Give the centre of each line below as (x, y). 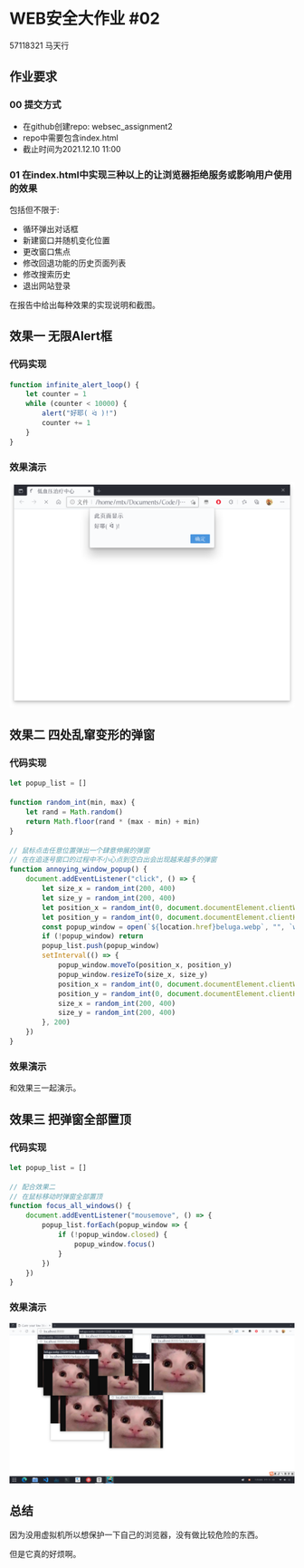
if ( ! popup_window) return (93, 936)
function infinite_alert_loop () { (75, 385)
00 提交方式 (35, 105)
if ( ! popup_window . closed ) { (113, 1235)
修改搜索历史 (46, 274)
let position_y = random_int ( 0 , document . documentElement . (156, 917)
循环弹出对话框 (50, 228)
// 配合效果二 (33, 1187)
